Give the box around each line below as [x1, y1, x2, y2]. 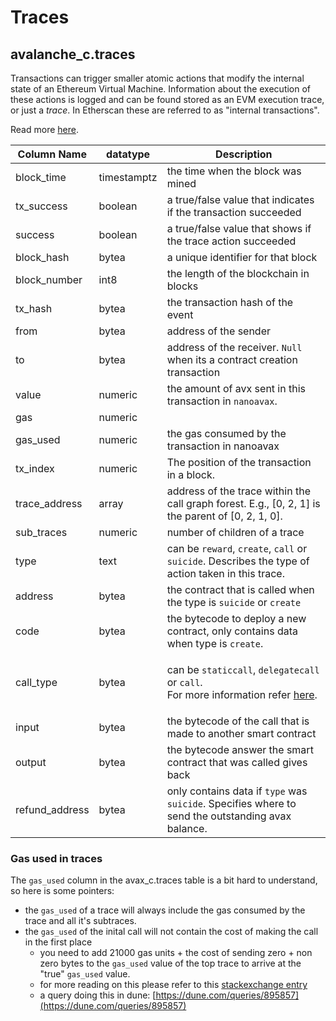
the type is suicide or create [166, 596, 302, 609]
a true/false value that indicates [166, 193, 315, 206]
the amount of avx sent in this [166, 382, 306, 395]
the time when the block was [166, 164, 302, 178]
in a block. [166, 468, 216, 481]
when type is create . [166, 637, 264, 650]
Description [215, 147, 273, 161]
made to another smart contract [166, 727, 317, 740]
